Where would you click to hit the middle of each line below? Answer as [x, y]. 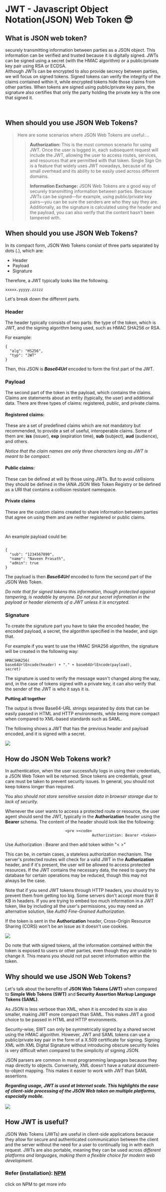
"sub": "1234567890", [32, 554]
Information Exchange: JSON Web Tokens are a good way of [93, 186]
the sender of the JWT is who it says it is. [47, 689]
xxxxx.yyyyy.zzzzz [24, 290]
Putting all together [26, 699]
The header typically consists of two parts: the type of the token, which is [81, 323]
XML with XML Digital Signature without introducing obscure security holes [82, 1045]
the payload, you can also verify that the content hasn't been [92, 212]
